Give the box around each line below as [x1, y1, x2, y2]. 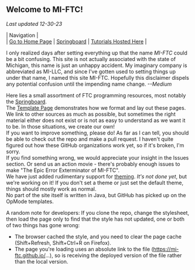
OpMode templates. [6, 198, 54, 205]
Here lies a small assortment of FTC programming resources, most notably [6, 92, 186, 99]
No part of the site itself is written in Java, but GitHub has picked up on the [6, 191, 186, 198]
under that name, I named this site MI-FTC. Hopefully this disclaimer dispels [6, 74, 189, 81]
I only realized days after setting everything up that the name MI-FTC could [6, 49, 187, 56]
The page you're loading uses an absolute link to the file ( [14, 245, 153, 252]
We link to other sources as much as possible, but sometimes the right [6, 110, 176, 117]
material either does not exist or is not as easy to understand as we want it [6, 117, 186, 124]
